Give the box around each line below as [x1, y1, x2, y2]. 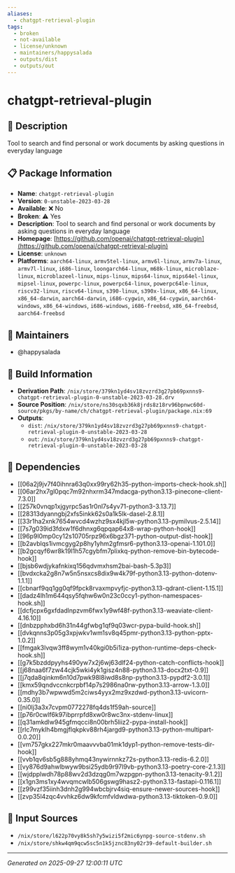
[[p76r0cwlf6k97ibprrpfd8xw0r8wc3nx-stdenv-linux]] [17, 710, 173, 718]
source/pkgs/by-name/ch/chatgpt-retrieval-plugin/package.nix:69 [17, 407, 212, 415]
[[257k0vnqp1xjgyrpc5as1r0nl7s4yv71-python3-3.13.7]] [17, 502, 176, 510]
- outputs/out [13, 62, 55, 69]
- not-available [13, 36, 61, 43]
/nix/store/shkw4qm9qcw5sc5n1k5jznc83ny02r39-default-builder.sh [17, 839, 212, 847]
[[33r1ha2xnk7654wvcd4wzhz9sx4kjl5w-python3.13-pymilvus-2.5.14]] [17, 517, 222, 525]
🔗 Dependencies [7, 461, 80, 473]
